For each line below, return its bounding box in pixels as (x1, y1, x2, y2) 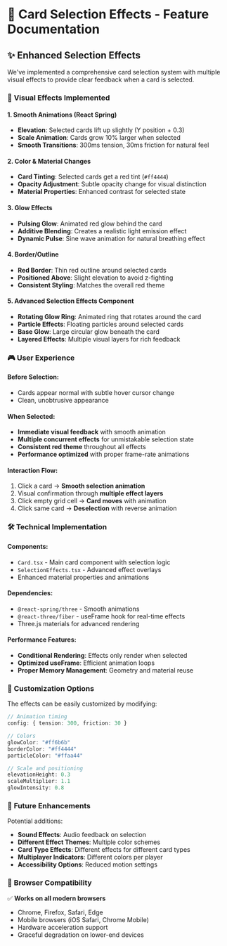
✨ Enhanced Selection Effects (7, 49, 141, 61)
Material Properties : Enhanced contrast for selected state (17, 188, 186, 196)
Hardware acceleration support (17, 923, 108, 931)
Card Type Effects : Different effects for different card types (17, 845, 191, 854)
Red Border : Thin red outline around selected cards (17, 266, 167, 274)
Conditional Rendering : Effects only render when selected (17, 652, 188, 659)
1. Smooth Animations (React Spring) (7, 110, 117, 119)
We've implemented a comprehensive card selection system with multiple (7, 68, 221, 76)
